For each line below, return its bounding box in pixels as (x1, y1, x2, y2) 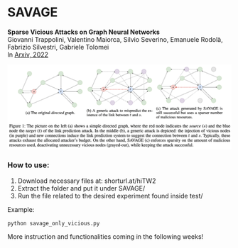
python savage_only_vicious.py (7, 220, 100, 227)
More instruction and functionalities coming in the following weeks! (7, 232, 204, 241)
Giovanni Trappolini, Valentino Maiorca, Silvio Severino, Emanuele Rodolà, (7, 35, 224, 43)
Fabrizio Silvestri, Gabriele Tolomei (7, 43, 109, 51)
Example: (7, 205, 35, 213)
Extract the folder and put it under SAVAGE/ (17, 184, 146, 192)
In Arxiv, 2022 (7, 50, 48, 59)
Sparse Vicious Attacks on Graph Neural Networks (7, 28, 160, 36)
